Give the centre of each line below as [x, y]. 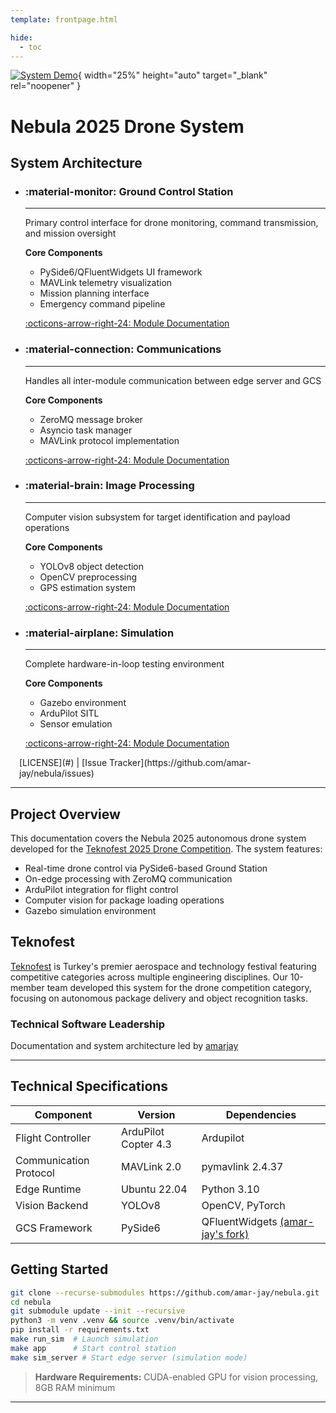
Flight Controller [53, 1138]
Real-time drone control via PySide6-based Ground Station [146, 868]
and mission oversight [70, 233]
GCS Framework [54, 1228]
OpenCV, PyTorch [243, 1205]
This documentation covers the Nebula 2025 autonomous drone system [158, 838]
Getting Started [59, 1269]
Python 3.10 [230, 1189]
